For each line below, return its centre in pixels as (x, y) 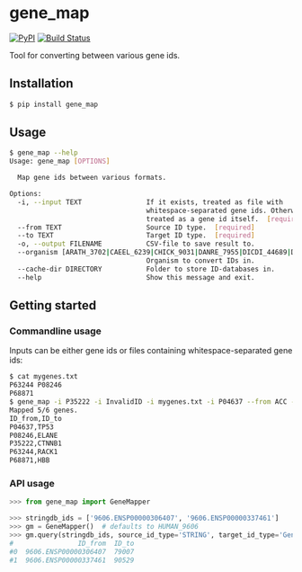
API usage (32, 483)
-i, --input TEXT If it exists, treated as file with (150, 202)
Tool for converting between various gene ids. (95, 55)
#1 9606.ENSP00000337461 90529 (72, 560)
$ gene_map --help (44, 153)
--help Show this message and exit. (136, 277)
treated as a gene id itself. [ (209, 219)
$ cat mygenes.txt (44, 377)
